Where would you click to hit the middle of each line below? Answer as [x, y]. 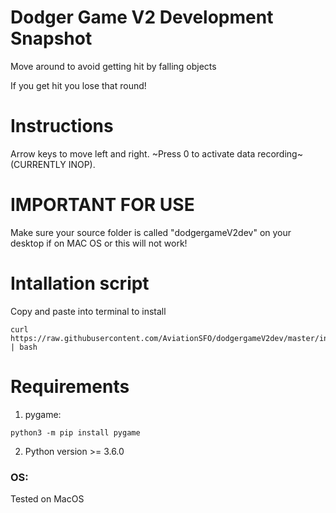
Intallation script [80, 283]
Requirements [70, 386]
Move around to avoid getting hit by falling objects [113, 66]
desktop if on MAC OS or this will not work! [99, 243]
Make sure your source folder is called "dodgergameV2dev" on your [151, 232]
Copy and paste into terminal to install [88, 311]
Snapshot [51, 38]
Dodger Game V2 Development [142, 17]
